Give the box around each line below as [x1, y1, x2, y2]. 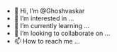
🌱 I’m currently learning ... [13, 22, 90, 30]
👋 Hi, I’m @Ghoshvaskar [13, 7, 85, 15]
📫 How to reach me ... [13, 37, 80, 45]
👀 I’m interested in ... [13, 14, 74, 22]
